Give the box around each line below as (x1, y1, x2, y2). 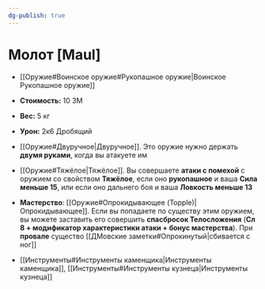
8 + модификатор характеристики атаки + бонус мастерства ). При (19, 222, 253, 232)
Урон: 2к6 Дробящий (19, 126, 93, 135)
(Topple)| (167, 197, 197, 207)
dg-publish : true (8, 11, 66, 20)
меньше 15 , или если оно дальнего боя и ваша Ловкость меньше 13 (19, 182, 253, 192)
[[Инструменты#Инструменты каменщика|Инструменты (19, 255, 212, 264)
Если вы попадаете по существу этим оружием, (90, 206, 255, 215)
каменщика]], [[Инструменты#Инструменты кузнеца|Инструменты (19, 263, 248, 273)
